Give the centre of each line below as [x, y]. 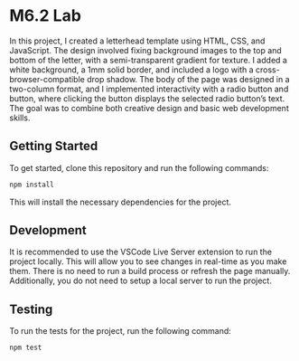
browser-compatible [47, 79]
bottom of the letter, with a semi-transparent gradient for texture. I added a [148, 60]
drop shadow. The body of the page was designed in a [189, 79]
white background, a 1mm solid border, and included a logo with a [132, 70]
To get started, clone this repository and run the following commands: [139, 167]
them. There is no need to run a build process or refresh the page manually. [150, 271]
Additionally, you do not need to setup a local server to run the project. [141, 280]
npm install [32, 185]
